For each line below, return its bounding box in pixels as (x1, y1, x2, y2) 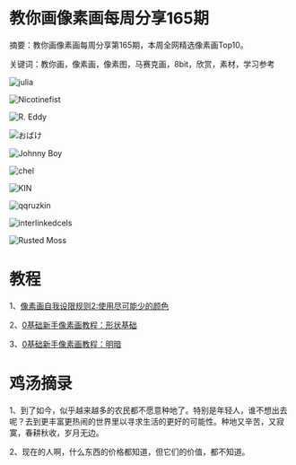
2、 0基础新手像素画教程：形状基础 (9, 320, 137, 330)
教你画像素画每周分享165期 (9, 8, 209, 29)
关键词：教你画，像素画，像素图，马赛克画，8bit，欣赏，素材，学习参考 (9, 58, 275, 69)
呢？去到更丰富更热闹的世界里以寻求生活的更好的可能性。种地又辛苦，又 (9, 416, 276, 426)
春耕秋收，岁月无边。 (24, 427, 104, 438)
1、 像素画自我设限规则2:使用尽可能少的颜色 (9, 300, 170, 311)
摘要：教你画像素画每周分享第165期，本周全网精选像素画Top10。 (9, 39, 248, 50)
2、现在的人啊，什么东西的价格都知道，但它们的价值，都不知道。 (9, 446, 250, 457)
